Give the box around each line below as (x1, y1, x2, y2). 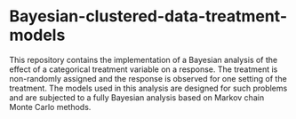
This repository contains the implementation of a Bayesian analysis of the (9, 54, 278, 65)
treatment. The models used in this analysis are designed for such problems (9, 83, 288, 93)
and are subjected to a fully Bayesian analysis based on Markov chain (9, 91, 265, 103)
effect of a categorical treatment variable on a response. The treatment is (9, 64, 278, 75)
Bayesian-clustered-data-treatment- (9, 6, 288, 27)
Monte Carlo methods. (9, 101, 92, 112)
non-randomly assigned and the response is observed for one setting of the (9, 73, 287, 83)
